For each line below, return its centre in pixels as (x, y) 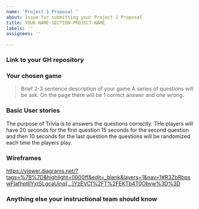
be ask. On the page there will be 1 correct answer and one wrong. (102, 95)
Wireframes (24, 158)
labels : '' (20, 28)
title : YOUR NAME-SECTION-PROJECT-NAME (56, 23)
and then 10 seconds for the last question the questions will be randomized (98, 136)
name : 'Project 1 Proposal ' (42, 12)
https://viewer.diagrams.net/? (42, 171)
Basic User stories (33, 111)
